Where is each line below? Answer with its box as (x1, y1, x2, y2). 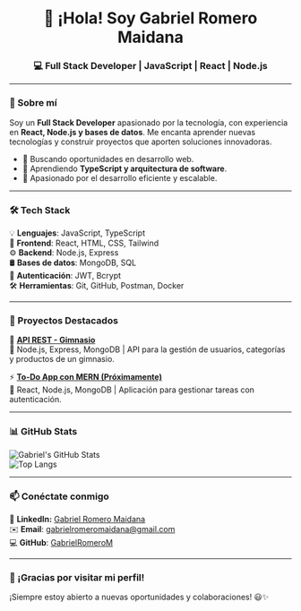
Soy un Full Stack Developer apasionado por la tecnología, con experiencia (9, 116, 288, 128)
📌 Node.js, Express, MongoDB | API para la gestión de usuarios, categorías (9, 344, 286, 355)
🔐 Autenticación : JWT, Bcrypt (9, 271, 122, 281)
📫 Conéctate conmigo (9, 490, 109, 503)
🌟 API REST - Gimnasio (9, 335, 96, 346)
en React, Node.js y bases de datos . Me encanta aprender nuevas (9, 126, 256, 137)
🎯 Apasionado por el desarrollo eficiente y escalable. (21, 172, 218, 183)
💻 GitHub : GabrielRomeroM (9, 537, 114, 547)
